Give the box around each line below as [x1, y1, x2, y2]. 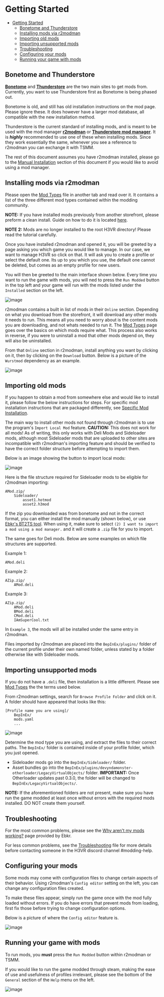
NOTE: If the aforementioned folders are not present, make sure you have [5, 790, 154, 796]
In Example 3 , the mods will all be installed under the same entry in [5, 626, 139, 632]
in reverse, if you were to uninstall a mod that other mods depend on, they [5, 332, 154, 338]
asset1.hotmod [23, 498, 51, 502]
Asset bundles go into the [12, 764, 64, 770]
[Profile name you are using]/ [5, 708, 69, 713]
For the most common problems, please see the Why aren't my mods [5, 827, 144, 833]
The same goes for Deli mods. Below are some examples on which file [5, 536, 147, 542]
